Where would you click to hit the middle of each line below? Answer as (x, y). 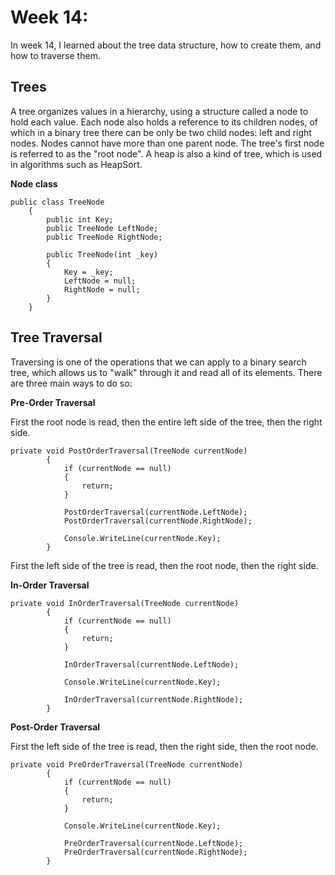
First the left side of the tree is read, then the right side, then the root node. (164, 746)
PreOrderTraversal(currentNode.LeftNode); (153, 843)
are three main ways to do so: (71, 383)
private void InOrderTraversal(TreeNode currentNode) (125, 603)
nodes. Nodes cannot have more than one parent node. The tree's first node (167, 143)
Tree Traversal (56, 337)
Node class (34, 183)
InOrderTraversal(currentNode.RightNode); (153, 699)
